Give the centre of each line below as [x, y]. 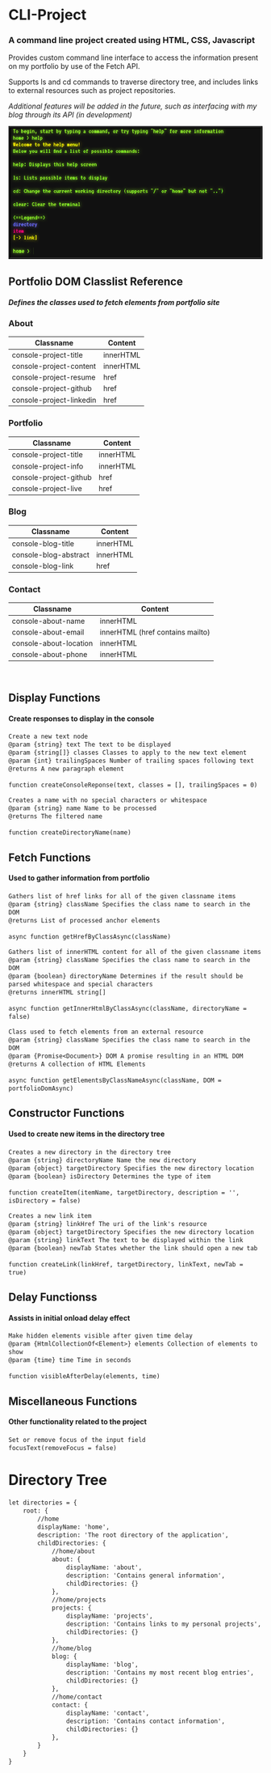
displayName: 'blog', [102, 1665]
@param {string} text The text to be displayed [90, 745]
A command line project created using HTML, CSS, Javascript [132, 40]
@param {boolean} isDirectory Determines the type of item [110, 1176]
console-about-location [52, 643]
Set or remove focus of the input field [77, 1440]
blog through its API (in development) [71, 115]
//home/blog [71, 1648]
